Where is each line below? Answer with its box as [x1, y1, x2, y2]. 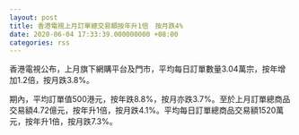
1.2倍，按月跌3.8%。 [16, 75, 94, 86]
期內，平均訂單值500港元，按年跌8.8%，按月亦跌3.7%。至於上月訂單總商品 [9, 94, 291, 105]
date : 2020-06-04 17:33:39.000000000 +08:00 [9, 30, 179, 38]
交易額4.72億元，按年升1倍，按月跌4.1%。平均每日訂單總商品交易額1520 [9, 105, 277, 116]
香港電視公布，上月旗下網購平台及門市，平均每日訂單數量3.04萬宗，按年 [9, 63, 278, 74]
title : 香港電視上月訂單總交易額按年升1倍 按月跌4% [9, 21, 184, 30]
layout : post [9, 13, 58, 22]
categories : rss [9, 38, 70, 47]
